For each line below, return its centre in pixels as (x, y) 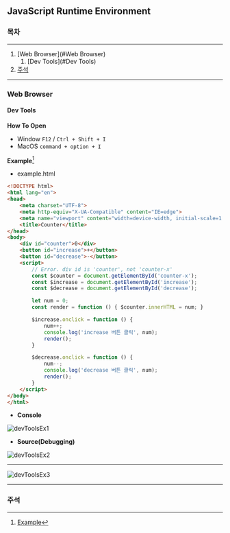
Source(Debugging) (46, 442)
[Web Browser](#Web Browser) (61, 54)
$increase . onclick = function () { (82, 320)
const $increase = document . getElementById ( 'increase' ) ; (114, 282)
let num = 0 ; (50, 301)
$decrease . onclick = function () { (82, 357)
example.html (36, 174)
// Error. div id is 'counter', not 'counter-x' (102, 269)
